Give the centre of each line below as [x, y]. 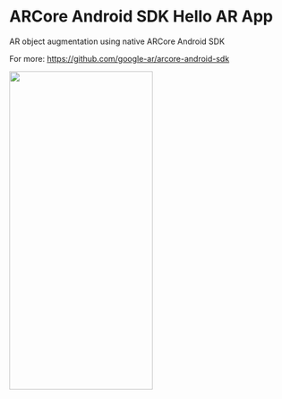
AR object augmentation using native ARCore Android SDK [117, 41]
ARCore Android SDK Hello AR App [141, 17]
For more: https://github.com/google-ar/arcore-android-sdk [120, 58]
